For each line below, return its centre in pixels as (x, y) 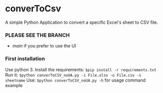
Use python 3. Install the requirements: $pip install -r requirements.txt (81, 69)
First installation (25, 59)
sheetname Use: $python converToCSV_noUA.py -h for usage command (76, 80)
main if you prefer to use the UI (44, 46)
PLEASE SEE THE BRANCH (38, 35)
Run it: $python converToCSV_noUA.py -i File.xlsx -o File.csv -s (73, 75)
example (14, 85)
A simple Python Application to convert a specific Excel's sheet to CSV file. (82, 22)
